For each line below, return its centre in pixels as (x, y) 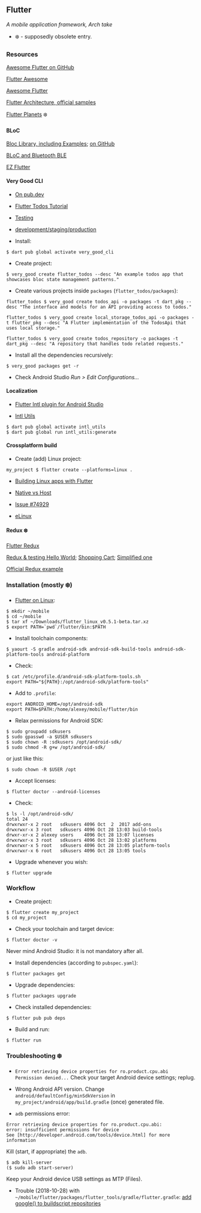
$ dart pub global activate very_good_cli (60, 252)
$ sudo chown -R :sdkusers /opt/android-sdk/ (64, 742)
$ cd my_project (26, 918)
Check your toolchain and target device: (64, 928)
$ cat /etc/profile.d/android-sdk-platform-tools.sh (73, 677)
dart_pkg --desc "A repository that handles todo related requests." (95, 344)
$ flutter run (24, 1040)
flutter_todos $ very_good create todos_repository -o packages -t (92, 338)
